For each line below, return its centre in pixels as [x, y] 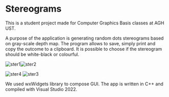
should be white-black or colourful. [42, 54]
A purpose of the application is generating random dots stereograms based [84, 38]
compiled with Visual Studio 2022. [41, 89]
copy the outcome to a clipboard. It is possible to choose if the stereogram [84, 49]
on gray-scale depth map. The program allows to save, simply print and [80, 43]
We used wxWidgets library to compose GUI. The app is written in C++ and [84, 84]
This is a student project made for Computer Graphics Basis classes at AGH [85, 23]
